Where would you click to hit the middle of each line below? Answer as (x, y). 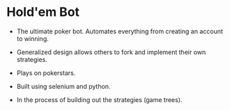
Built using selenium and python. (63, 86)
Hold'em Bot (43, 12)
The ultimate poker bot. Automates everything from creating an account (120, 31)
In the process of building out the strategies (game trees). (99, 100)
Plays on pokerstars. (46, 73)
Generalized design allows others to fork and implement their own (111, 52)
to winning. (33, 38)
